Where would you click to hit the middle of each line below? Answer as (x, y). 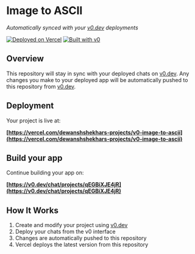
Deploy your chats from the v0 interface (65, 232)
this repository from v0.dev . (41, 86)
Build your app (34, 158)
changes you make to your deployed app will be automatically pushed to (97, 80)
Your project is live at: (34, 121)
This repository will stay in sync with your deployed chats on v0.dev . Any (98, 73)
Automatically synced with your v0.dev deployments (72, 28)
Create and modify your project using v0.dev (71, 225)
